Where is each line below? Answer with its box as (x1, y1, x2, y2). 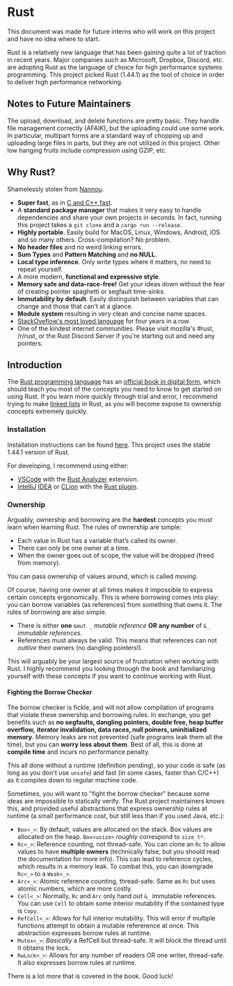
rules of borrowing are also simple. (7, 608, 107, 616)
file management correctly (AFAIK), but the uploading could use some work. (7, 123, 225, 132)
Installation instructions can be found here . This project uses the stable (7, 440, 211, 449)
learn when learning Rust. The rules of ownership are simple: (7, 523, 182, 531)
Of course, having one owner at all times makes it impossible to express (7, 585, 214, 594)
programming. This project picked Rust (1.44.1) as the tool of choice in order (7, 70, 225, 79)
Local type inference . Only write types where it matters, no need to (17, 257, 211, 265)
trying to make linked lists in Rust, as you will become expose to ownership (7, 400, 222, 408)
